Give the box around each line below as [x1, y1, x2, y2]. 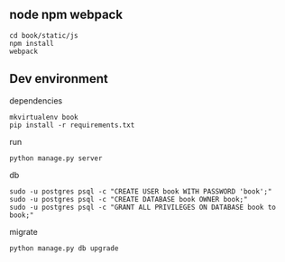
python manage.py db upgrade [9, 243, 119, 253]
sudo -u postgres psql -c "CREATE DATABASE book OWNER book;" [9, 194, 248, 203]
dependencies [9, 95, 63, 106]
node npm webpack [9, 7, 124, 23]
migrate [9, 226, 38, 237]
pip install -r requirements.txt [9, 121, 135, 130]
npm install [9, 39, 54, 48]
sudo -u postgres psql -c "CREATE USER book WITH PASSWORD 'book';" [9, 186, 272, 196]
